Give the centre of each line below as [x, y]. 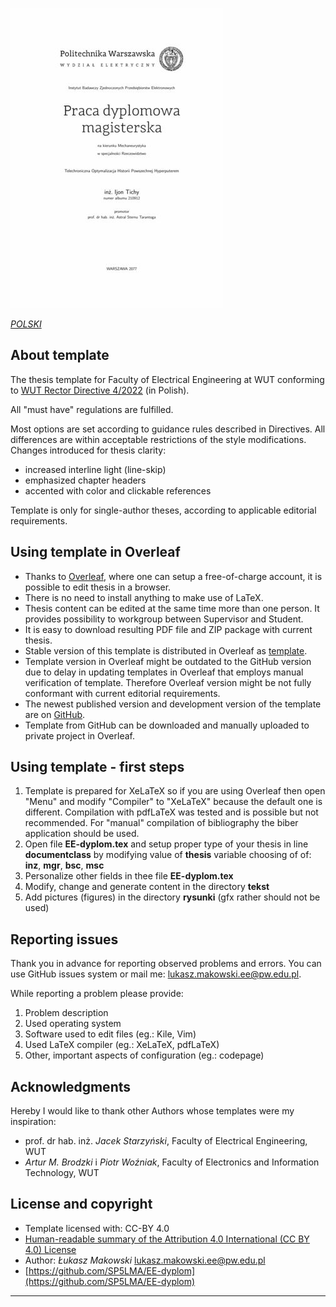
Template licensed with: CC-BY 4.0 [97, 1228]
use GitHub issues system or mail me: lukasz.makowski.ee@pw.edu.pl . [156, 974]
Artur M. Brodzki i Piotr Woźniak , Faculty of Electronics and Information [172, 1162]
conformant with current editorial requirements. [122, 693]
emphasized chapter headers [85, 480]
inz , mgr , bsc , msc [64, 865]
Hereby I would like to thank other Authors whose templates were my [152, 1111]
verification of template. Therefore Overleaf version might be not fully [168, 682]
